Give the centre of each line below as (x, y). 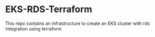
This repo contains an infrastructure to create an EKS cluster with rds (77, 23)
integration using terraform (34, 28)
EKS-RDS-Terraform (49, 9)
